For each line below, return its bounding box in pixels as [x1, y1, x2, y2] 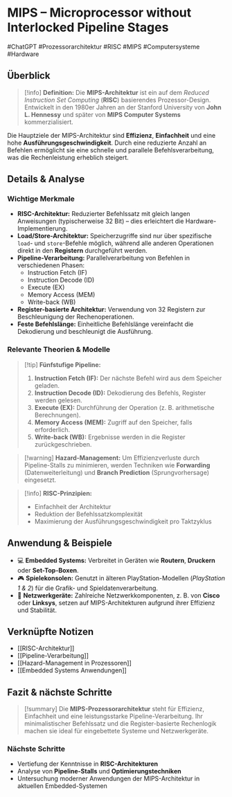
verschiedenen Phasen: [17, 261, 85, 269]
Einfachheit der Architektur [34, 502, 111, 510]
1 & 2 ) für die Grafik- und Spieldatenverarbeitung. [17, 584, 158, 592]
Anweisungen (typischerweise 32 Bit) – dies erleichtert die [17, 217, 184, 226]
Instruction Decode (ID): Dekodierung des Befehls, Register [34, 388, 206, 397]
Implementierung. [17, 224, 68, 233]
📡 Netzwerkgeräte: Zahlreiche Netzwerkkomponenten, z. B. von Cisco [17, 591, 220, 600]
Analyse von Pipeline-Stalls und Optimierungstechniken [17, 767, 181, 776]
